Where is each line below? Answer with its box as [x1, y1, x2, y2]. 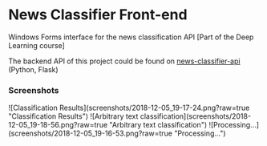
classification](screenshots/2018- [140, 112, 251, 121]
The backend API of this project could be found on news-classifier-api [8, 56, 241, 66]
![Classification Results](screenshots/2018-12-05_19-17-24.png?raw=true [8, 103, 250, 113]
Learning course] [8, 40, 66, 50]
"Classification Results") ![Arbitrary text [8, 112, 139, 121]
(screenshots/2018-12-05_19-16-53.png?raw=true [8, 128, 172, 138]
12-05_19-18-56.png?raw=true [8, 120, 108, 130]
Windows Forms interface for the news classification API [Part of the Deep [8, 32, 254, 42]
